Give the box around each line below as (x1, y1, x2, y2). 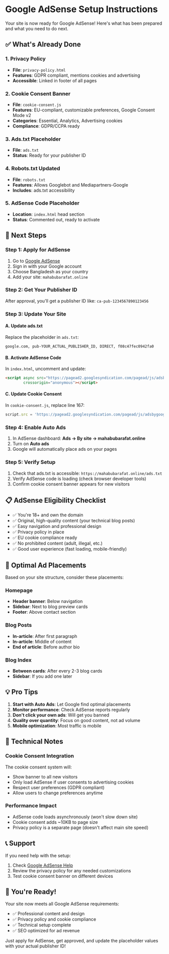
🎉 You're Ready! (5, 887, 57, 896)
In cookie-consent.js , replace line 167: (5, 402, 84, 408)
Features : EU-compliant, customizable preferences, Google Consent (12, 107, 155, 113)
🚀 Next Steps (5, 231, 47, 240)
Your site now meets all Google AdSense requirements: (5, 901, 120, 907)
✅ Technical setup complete (12, 922, 71, 928)
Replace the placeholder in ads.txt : (5, 334, 79, 340)
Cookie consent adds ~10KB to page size (12, 819, 98, 825)
